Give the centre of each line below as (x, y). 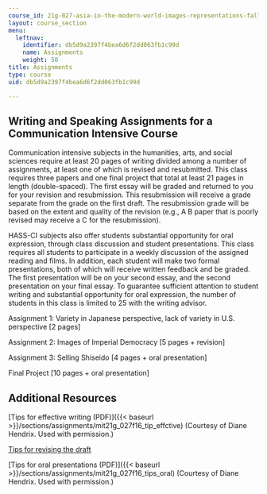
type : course (30, 75)
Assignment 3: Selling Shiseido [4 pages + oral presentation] (108, 357)
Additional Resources (62, 398)
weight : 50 (41, 60)
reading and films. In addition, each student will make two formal (114, 261)
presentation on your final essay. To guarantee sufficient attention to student (133, 286)
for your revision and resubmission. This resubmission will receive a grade (130, 195)
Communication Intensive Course (93, 133)
